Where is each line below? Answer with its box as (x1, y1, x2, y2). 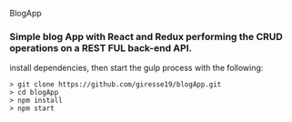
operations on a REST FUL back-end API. (9, 41, 193, 54)
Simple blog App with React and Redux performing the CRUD (9, 30, 284, 43)
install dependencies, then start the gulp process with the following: (9, 63, 264, 74)
